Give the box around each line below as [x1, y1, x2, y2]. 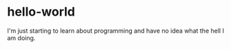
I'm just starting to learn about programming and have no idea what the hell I [7, 27, 224, 35]
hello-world [7, 4, 76, 20]
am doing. [7, 33, 36, 42]
